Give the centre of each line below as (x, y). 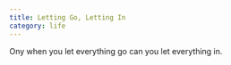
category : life (38, 26)
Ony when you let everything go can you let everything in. (116, 51)
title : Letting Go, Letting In (68, 17)
